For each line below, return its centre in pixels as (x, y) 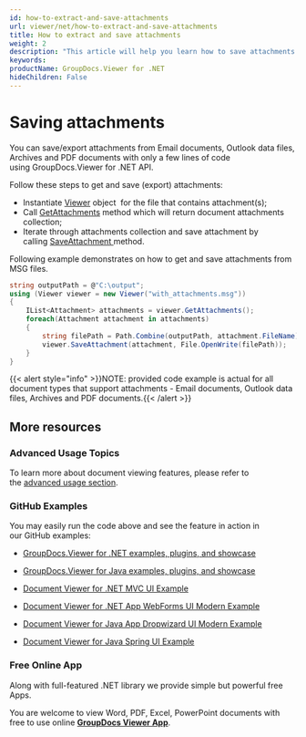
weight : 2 (28, 43)
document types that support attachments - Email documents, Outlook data (151, 389)
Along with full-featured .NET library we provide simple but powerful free (147, 685)
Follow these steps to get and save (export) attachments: (116, 184)
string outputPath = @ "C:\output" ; (77, 285)
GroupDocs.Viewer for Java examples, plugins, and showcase (139, 571)
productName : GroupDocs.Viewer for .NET (87, 69)
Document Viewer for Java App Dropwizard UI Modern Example (142, 624)
